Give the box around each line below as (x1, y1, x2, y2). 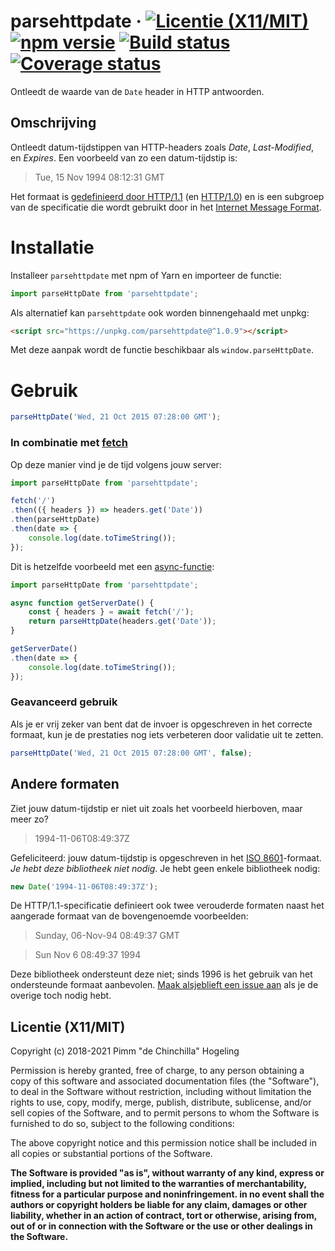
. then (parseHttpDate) (10, 515, 101, 525)
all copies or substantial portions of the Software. (10, 1148, 213, 1160)
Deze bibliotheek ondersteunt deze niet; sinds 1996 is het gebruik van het (10, 968, 313, 980)
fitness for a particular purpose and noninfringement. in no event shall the (10, 1188, 325, 1200)
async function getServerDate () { (10, 598, 155, 608)
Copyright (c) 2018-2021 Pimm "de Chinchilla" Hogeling (10, 1045, 240, 1057)
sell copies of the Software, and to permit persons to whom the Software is (10, 1107, 320, 1119)
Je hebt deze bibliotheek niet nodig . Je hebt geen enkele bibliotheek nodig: (10, 862, 321, 874)
